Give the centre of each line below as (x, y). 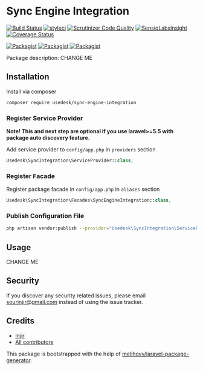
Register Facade (31, 176)
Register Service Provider (45, 118)
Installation (28, 77)
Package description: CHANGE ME (49, 58)
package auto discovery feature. (48, 137)
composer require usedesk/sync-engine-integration (71, 102)
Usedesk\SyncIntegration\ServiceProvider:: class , (70, 160)
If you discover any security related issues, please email (76, 296)
